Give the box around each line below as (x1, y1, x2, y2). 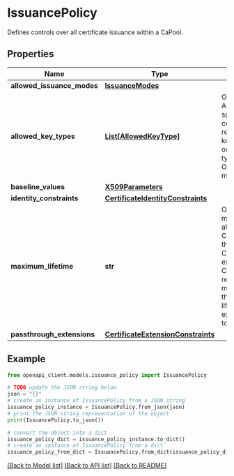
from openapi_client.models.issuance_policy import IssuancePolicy (7, 371, 208, 378)
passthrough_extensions (10, 329, 95, 339)
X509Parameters (104, 181, 164, 191)
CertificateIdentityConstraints (104, 193, 208, 203)
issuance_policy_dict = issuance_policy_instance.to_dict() (7, 436, 186, 442)
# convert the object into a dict (7, 429, 108, 436)
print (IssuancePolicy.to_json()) (7, 417, 104, 424)
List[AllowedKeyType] (104, 131, 180, 141)
